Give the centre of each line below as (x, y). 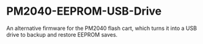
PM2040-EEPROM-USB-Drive (84, 11)
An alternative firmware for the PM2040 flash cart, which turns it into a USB (102, 28)
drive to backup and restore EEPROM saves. (62, 34)
